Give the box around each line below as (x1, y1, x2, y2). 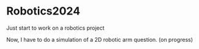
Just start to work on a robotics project (6, 24, 105, 31)
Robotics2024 (6, 4, 81, 18)
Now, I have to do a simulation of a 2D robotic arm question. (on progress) (6, 36, 193, 43)
